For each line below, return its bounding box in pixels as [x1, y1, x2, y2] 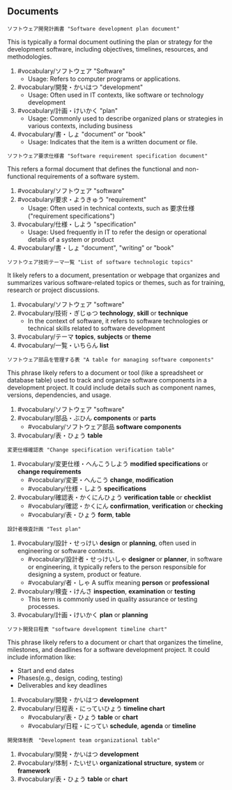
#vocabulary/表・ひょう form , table [27, 510, 131, 518]
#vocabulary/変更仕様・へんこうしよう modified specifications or [17, 459, 208, 467]
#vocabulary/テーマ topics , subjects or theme [17, 332, 152, 341]
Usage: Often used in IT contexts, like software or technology [27, 91, 204, 99]
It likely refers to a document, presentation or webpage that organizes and [7, 271, 220, 279]
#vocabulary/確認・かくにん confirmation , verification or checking [27, 502, 223, 510]
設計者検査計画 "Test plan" [7, 525, 82, 532]
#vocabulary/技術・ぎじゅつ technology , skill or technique [17, 309, 189, 317]
